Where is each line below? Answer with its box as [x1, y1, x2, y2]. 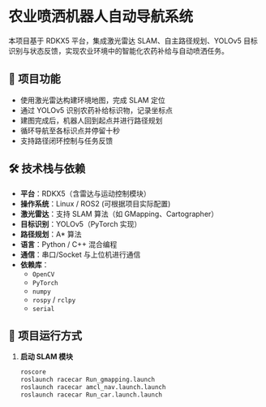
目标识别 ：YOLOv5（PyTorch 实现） [19, 219, 142, 228]
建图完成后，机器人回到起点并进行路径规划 [19, 115, 163, 125]
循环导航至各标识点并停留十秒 [19, 125, 120, 135]
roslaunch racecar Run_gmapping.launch [19, 375, 156, 384]
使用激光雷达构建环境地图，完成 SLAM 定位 [19, 95, 165, 105]
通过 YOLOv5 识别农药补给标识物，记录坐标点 [19, 105, 173, 115]
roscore [19, 368, 46, 376]
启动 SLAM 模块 [19, 352, 74, 362]
